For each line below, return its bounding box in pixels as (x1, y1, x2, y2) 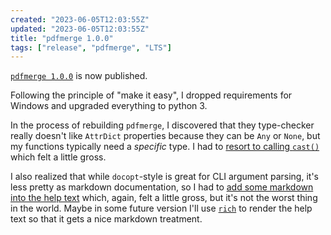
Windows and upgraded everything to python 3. (10, 100, 208, 112)
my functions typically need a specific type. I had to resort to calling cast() (10, 141, 320, 153)
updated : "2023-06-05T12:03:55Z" (10, 24, 150, 34)
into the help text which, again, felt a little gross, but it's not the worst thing (10, 192, 318, 204)
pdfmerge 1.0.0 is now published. (10, 70, 148, 82)
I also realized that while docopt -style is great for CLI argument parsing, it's (10, 171, 319, 183)
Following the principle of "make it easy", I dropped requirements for (10, 89, 293, 101)
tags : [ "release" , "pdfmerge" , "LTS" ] (10, 42, 172, 53)
